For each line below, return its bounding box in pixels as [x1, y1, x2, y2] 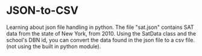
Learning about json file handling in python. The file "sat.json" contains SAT [6, 23, 194, 31]
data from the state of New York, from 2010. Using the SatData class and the [6, 30, 197, 37]
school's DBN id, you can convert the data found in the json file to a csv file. [6, 36, 195, 43]
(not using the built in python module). [6, 43, 101, 50]
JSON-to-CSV [6, 4, 78, 17]
